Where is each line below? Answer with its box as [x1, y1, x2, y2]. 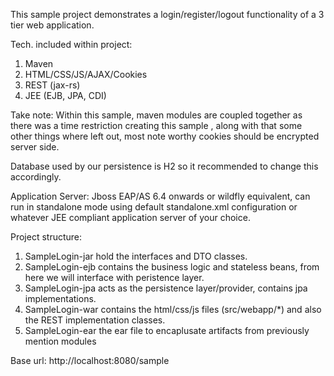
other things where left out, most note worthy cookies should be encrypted [10, 130, 320, 142]
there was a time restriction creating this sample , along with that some [10, 120, 303, 131]
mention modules [24, 335, 97, 347]
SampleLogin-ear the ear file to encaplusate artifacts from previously [24, 325, 310, 336]
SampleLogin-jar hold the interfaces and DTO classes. [24, 250, 248, 262]
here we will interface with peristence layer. [24, 272, 205, 283]
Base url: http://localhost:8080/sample [10, 355, 170, 366]
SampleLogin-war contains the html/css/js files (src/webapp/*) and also [24, 304, 322, 315]
